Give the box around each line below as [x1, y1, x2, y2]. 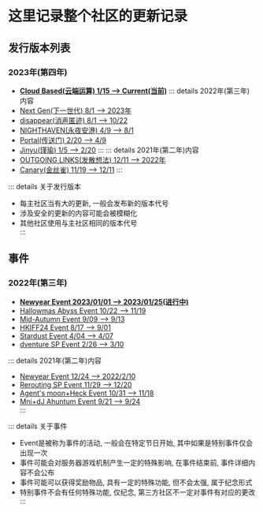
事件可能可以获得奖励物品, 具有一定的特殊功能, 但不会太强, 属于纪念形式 [19, 477, 253, 487]
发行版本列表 [8, 41, 71, 54]
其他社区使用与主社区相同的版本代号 [19, 218, 138, 227]
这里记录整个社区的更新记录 [8, 7, 188, 25]
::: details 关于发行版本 [8, 181, 81, 191]
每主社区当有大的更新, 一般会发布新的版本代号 [19, 198, 169, 207]
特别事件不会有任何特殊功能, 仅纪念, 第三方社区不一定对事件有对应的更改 [19, 487, 256, 497]
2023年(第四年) [8, 66, 68, 77]
